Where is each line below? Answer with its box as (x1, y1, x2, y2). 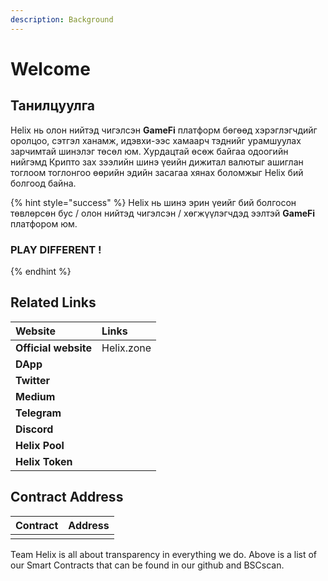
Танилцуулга (10, 97, 96, 115)
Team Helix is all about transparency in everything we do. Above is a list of (10, 548, 318, 560)
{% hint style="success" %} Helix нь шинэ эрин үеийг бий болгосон (10, 196, 297, 208)
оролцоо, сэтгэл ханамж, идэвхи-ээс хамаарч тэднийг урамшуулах (10, 134, 302, 146)
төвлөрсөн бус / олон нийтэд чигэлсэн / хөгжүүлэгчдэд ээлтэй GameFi (10, 207, 316, 219)
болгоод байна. (10, 177, 77, 189)
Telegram (15, 406, 62, 420)
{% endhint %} (10, 265, 72, 277)
